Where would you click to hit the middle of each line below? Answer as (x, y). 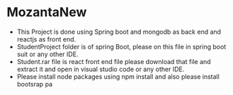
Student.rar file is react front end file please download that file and (114, 61)
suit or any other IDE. (47, 54)
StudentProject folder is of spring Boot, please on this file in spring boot (121, 46)
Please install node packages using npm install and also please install (118, 76)
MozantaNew (47, 12)
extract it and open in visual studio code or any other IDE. (101, 69)
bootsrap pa (35, 84)
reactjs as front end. (46, 39)
